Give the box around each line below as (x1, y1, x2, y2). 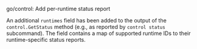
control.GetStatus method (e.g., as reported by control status (6, 24, 165, 30)
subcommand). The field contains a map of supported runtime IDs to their (6, 30, 191, 37)
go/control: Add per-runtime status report (6, 5, 111, 12)
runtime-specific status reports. (6, 36, 86, 43)
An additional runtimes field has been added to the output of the (6, 17, 167, 24)
